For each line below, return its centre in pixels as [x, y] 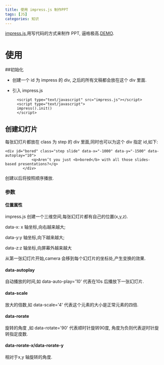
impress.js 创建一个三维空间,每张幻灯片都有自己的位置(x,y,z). [67, 216]
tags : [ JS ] [16, 14]
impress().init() [35, 109]
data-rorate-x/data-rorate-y [34, 345]
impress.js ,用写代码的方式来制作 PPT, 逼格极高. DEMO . [60, 33]
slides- [143, 160]
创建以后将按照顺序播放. [29, 178]
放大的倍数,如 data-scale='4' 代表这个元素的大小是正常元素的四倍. [72, 304]
